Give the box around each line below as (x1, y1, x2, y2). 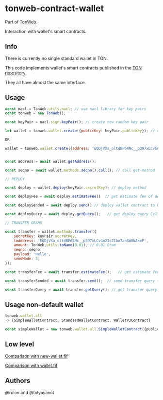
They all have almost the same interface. (5, 79, 86, 85)
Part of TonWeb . (5, 19, 38, 25)
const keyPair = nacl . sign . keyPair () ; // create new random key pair (5, 120, 149, 124)
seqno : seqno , (14, 247, 42, 252)
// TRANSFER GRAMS (5, 220, 42, 225)
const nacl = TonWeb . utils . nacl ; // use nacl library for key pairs (5, 106, 147, 111)
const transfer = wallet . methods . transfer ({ (5, 229, 97, 234)
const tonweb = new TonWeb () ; (5, 111, 66, 116)
